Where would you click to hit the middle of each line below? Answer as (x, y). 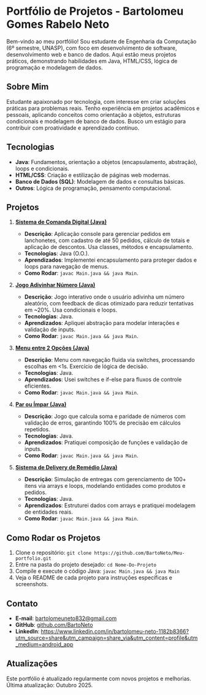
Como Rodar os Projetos (54, 538)
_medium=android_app (44, 644)
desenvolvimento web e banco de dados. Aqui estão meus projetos (91, 54)
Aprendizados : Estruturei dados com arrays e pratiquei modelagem (110, 506)
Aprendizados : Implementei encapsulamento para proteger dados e (111, 260)
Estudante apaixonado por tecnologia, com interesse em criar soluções (96, 101)
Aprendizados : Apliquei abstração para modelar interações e (102, 323)
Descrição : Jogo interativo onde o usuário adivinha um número (105, 297)
